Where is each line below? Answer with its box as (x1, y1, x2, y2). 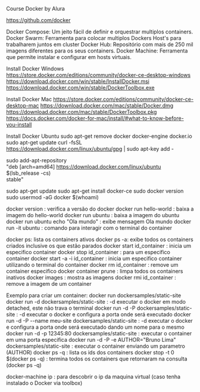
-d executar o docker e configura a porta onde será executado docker (19, 311, 192, 318)
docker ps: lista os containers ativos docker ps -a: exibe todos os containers (6, 236, 193, 243)
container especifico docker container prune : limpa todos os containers (6, 268, 183, 274)
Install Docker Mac (6, 95, 52, 103)
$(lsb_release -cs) (6, 169, 51, 177)
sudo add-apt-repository (6, 157, 67, 163)
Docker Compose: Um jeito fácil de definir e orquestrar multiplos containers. (6, 28, 193, 35)
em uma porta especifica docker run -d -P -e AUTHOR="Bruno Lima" (6, 337, 177, 343)
